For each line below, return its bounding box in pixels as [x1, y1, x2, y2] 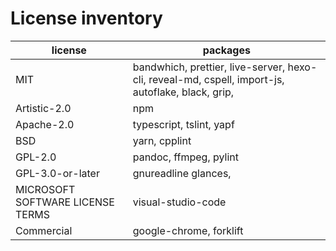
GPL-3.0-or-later [15, 166, 100, 180]
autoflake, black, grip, [132, 85, 235, 99]
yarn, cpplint [132, 133, 192, 147]
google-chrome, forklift [132, 223, 244, 237]
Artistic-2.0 [15, 101, 72, 115]
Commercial [15, 223, 73, 237]
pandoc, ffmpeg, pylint [132, 150, 239, 164]
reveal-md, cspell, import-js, [148, 72, 285, 86]
